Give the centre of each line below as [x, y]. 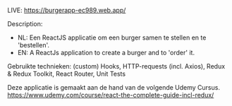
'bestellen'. [33, 45]
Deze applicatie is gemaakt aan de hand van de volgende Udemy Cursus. [114, 87]
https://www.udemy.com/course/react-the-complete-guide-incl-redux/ [111, 95]
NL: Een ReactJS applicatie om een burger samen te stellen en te [112, 37]
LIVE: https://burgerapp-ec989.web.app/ [67, 10]
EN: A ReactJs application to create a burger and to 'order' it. [106, 53]
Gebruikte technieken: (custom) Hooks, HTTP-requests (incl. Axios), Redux [116, 66]
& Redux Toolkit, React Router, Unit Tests [66, 74]
